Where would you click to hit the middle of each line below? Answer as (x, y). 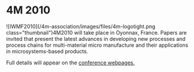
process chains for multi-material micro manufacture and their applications (97, 45)
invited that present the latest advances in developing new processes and (96, 39)
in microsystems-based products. (47, 51)
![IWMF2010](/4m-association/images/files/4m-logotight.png (81, 26)
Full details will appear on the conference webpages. (70, 63)
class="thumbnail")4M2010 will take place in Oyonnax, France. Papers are (97, 32)
